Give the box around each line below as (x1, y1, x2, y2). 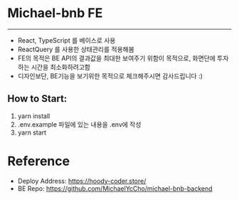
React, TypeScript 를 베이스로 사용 (17, 36, 116, 44)
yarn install (17, 112, 51, 120)
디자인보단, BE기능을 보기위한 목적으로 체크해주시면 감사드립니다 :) (17, 71, 203, 80)
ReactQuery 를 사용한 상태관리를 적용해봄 (17, 45, 135, 53)
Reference (7, 153, 70, 169)
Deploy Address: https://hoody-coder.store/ (17, 177, 147, 185)
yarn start (17, 128, 47, 137)
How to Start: (7, 93, 68, 105)
